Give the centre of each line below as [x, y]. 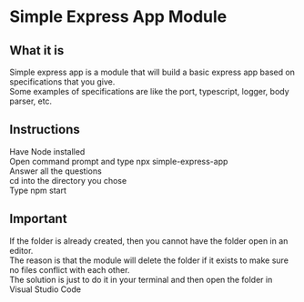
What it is [37, 50]
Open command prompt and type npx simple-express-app [119, 161]
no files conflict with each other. [70, 269]
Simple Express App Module [118, 17]
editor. [21, 250]
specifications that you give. [62, 82]
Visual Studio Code [46, 289]
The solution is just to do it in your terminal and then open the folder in [141, 279]
